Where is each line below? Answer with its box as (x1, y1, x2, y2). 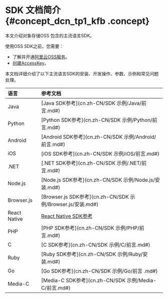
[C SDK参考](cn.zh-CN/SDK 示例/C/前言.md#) (40, 241, 150, 248)
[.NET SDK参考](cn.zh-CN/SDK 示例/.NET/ (40, 159, 141, 166)
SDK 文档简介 (5, 4, 61, 16)
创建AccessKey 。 (12, 60, 49, 66)
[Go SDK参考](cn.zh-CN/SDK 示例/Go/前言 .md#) (40, 268, 158, 275)
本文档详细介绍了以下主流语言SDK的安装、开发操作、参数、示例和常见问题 (5, 70, 159, 76)
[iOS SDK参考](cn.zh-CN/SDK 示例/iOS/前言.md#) (40, 150, 160, 157)
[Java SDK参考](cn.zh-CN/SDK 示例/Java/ (40, 99, 141, 106)
